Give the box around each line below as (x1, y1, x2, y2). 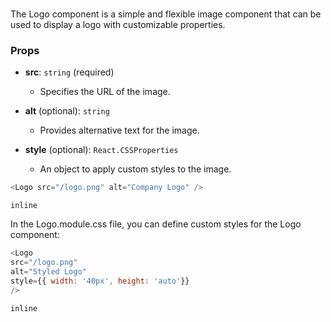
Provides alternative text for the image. (39, 124, 200, 137)
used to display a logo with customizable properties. (10, 19, 226, 31)
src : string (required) (24, 66, 115, 78)
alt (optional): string (24, 105, 110, 117)
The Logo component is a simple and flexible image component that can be (10, 8, 322, 20)
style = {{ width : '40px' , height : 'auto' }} (10, 276, 190, 286)
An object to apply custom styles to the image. (39, 163, 232, 175)
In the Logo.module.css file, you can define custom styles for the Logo (10, 218, 302, 230)
